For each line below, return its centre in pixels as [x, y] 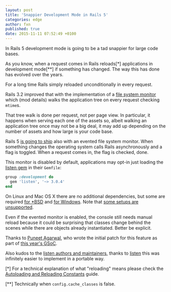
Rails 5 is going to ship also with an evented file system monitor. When [79, 141]
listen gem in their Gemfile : [33, 167]
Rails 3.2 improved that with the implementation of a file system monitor [81, 94]
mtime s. [13, 105]
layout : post [19, 10]
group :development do [29, 177]
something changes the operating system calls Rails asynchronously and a [84, 147]
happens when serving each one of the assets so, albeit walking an [76, 120]
